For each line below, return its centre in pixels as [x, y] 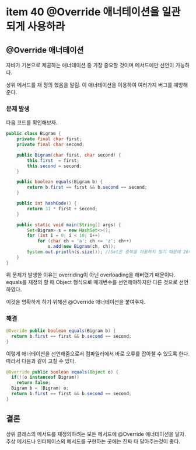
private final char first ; [49, 139]
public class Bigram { [34, 134]
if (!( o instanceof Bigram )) [45, 378]
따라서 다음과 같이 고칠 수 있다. [41, 361]
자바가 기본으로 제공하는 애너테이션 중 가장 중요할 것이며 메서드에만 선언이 [90, 65]
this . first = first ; [53, 160]
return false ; [34, 383]
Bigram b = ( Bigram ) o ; [40, 388]
